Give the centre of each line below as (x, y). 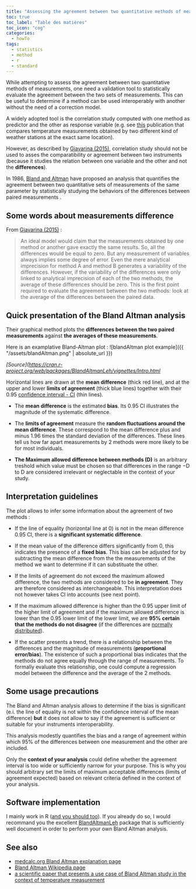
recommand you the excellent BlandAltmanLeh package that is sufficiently (95, 823)
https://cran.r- (46, 364)
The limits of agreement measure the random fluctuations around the (100, 423)
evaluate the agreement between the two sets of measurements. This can (95, 95)
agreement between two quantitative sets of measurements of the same (93, 185)
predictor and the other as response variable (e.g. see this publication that (95, 125)
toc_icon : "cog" (26, 28)
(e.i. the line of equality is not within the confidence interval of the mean (92, 712)
